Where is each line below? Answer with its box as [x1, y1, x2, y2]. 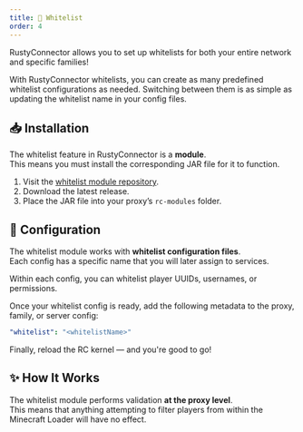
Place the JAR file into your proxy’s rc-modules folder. [22, 196, 222, 207]
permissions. [9, 283, 58, 294]
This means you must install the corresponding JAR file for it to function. [9, 159, 280, 170]
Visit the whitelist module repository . [22, 176, 160, 187]
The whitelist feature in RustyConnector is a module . [9, 149, 207, 160]
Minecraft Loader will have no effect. [9, 414, 147, 425]
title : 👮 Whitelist [9, 13, 83, 23]
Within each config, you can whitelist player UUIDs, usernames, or [9, 273, 258, 284]
